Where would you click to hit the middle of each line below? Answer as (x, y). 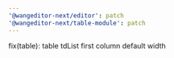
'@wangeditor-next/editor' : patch (66, 15)
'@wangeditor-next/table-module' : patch (77, 23)
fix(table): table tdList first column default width (87, 45)
